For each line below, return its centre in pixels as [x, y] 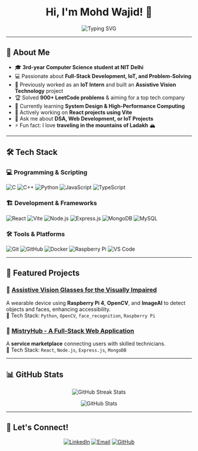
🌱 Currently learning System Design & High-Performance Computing [100, 106]
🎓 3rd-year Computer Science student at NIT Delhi [79, 67]
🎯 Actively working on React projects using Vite [73, 112]
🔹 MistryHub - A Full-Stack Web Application [70, 330]
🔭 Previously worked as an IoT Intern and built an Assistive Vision [95, 85]
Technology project [39, 90]
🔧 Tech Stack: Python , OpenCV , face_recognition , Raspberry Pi [81, 315]
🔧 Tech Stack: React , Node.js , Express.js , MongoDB [66, 350]
